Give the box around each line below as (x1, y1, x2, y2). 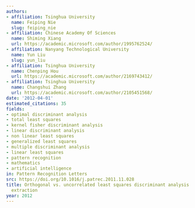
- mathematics (6, 160, 41, 166)
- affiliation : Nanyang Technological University (6, 47, 130, 52)
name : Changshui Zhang (11, 84, 67, 90)
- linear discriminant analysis (6, 128, 85, 134)
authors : (6, 8, 27, 15)
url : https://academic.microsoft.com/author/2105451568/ (11, 90, 153, 96)
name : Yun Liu (11, 52, 46, 58)
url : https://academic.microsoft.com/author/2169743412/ (11, 73, 153, 79)
